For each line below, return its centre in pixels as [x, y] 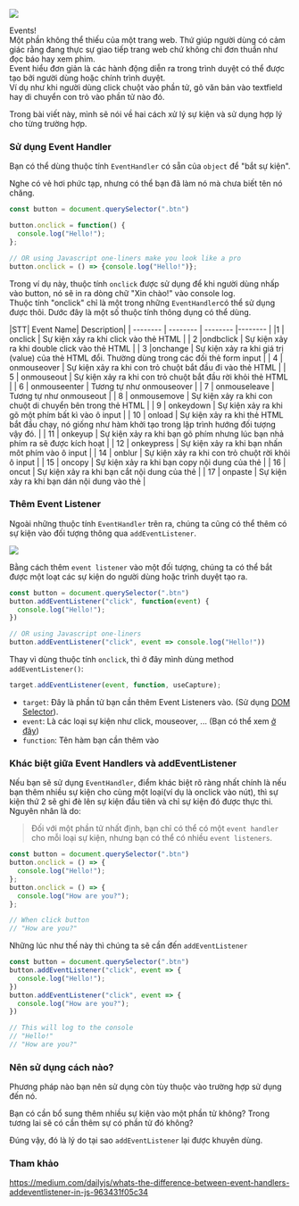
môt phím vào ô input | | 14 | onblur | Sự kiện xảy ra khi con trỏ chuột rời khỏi [150, 453]
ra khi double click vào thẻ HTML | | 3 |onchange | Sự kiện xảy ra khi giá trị [146, 348]
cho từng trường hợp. [48, 124]
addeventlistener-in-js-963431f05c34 [79, 1193]
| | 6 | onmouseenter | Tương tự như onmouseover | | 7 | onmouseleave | [142, 386]
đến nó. [23, 1096]
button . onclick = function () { [67, 226]
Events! [23, 30]
